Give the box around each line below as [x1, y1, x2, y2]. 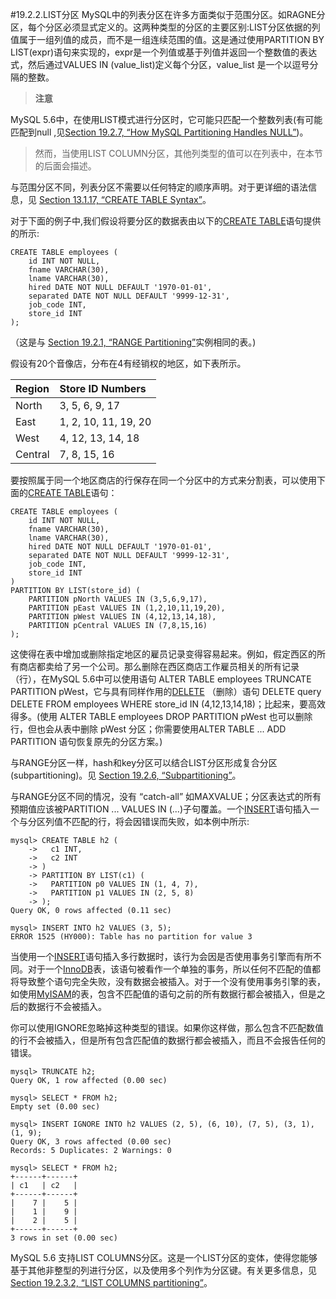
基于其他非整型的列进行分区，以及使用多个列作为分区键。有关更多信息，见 [10, 1264, 317, 1276]
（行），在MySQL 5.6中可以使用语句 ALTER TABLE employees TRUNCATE [10, 673, 312, 685]
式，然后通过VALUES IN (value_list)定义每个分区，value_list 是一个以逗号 [10, 59, 310, 70]
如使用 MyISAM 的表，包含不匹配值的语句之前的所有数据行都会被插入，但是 [10, 988, 317, 1000]
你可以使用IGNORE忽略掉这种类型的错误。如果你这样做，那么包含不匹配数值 [10, 1022, 324, 1033]
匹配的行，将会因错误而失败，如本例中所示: [71, 816, 250, 827]
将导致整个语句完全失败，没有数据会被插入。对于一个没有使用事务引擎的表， [10, 976, 326, 987]
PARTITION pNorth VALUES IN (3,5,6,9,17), [28, 594, 208, 604]
